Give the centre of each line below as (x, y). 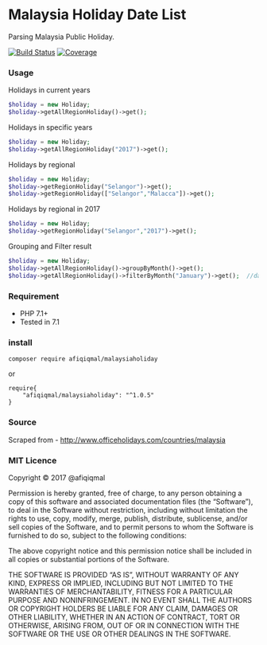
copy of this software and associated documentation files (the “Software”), (131, 501)
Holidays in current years (49, 90)
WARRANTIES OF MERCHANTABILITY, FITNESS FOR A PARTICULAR (120, 592)
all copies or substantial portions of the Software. (89, 559)
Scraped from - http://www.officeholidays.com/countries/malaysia (117, 440)
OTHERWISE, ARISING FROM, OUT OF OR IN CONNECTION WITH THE (124, 625)
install (21, 342)
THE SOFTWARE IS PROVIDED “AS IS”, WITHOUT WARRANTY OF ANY (124, 574)
